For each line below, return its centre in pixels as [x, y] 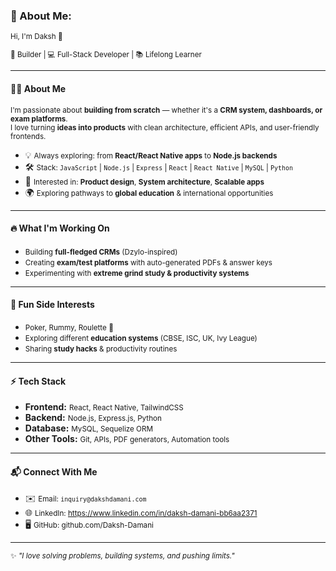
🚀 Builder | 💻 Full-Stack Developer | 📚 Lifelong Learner [106, 55]
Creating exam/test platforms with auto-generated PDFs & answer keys [148, 262]
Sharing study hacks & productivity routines [101, 349]
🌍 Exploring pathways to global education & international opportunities [149, 192]
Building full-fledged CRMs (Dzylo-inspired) [101, 252]
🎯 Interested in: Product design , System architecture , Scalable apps [144, 181]
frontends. [28, 136]
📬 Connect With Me [54, 471]
